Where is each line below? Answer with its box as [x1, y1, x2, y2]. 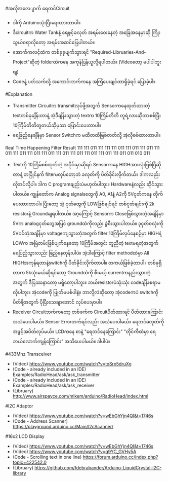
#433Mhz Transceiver [5, 351, 52, 357]
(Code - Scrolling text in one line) [12, 454, 82, 460]
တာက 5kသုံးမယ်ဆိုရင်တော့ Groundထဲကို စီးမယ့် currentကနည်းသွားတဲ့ [12, 270, 151, 275]
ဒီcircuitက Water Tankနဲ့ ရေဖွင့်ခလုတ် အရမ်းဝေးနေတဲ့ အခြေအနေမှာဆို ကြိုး [12, 29, 161, 35]
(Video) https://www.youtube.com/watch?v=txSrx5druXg [12, 361, 132, 366]
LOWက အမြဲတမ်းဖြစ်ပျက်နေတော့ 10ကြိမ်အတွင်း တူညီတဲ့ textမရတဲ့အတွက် [12, 240, 158, 246]
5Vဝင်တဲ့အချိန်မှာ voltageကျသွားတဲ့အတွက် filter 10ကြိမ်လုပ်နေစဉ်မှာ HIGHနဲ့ [12, 230, 162, 236]
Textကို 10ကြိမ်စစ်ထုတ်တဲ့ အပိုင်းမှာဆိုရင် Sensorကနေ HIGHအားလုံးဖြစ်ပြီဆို [12, 162, 161, 167]
